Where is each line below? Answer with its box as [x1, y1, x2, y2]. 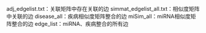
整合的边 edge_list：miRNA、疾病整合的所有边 [11, 20, 129, 27]
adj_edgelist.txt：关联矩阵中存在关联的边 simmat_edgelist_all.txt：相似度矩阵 [6, 5, 200, 12]
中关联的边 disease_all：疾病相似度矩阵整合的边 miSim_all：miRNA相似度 [6, 13, 191, 20]
